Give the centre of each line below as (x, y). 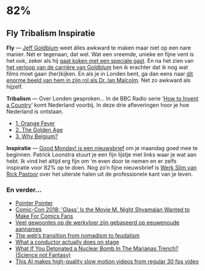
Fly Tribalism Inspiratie (51, 33)
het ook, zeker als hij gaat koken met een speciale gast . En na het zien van (100, 61)
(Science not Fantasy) (43, 255)
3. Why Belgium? (36, 136)
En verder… (24, 190)
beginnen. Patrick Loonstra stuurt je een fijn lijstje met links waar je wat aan (102, 154)
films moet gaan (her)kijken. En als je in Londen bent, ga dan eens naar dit (100, 74)
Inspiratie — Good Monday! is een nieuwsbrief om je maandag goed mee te (102, 148)
